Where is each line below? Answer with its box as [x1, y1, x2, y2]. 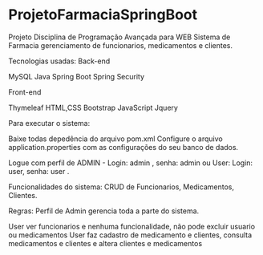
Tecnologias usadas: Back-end [8, 56, 111, 66]
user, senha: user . [8, 166, 70, 176]
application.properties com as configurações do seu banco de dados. [8, 142, 239, 152]
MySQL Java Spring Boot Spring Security [8, 71, 145, 81]
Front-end [8, 87, 42, 97]
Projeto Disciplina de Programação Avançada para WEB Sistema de [8, 32, 231, 42]
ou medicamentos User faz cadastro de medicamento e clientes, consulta [8, 230, 253, 240]
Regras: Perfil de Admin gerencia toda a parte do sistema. [8, 206, 200, 216]
